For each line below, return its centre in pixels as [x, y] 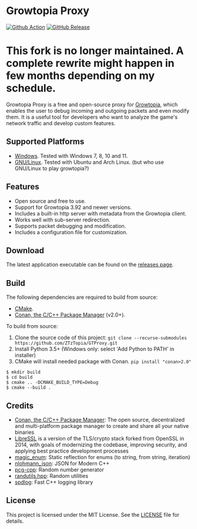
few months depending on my [80, 76]
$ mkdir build [24, 372]
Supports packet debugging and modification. [70, 226]
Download [25, 250]
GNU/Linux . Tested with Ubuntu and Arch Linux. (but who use [89, 162]
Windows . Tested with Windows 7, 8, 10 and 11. [71, 156]
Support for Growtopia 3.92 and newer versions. [73, 207]
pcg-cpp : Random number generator [59, 469]
